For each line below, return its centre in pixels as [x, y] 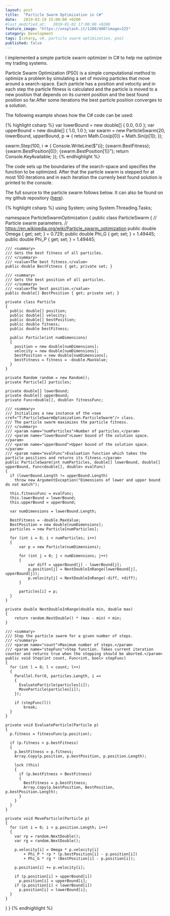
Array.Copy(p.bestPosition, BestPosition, [69, 787]
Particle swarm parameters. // [36, 223]
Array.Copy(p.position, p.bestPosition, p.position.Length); [80, 756]
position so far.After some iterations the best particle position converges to [84, 100]
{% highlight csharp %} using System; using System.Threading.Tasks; [79, 208]
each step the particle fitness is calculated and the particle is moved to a [81, 89]
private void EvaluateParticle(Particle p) [52, 725]
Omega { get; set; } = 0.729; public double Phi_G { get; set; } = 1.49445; [80, 234]
